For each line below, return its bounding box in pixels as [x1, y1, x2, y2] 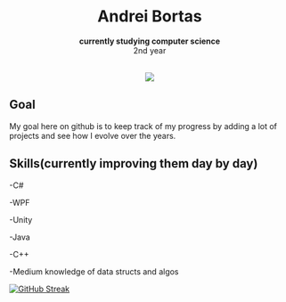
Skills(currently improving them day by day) [9, 156, 258, 171]
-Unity [9, 214, 33, 224]
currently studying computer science [78, 36, 221, 46]
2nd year [133, 45, 167, 55]
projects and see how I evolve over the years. [9, 130, 176, 141]
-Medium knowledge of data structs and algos [9, 265, 180, 277]
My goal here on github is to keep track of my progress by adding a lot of [9, 120, 278, 131]
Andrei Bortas [97, 6, 202, 27]
